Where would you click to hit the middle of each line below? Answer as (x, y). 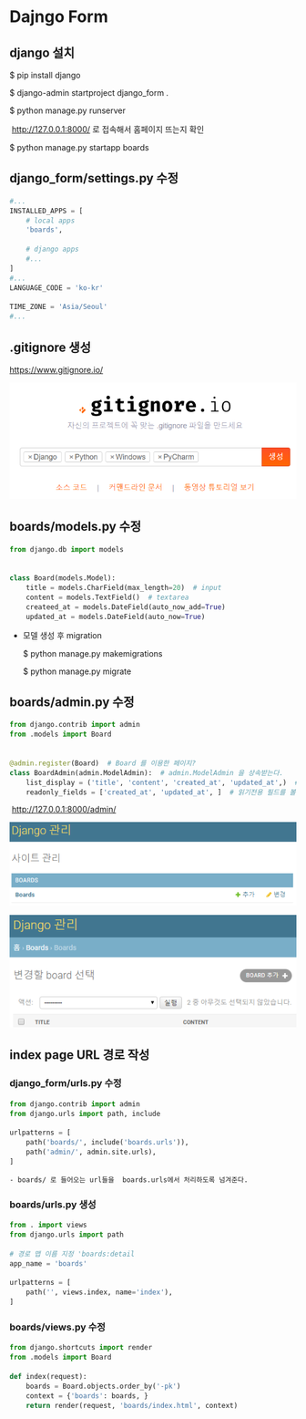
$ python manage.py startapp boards (79, 147)
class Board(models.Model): (63, 578)
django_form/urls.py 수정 (66, 1083)
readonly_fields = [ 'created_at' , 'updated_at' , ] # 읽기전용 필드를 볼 (161, 792)
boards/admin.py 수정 (72, 702)
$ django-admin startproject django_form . (89, 93)
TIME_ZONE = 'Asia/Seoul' (58, 307)
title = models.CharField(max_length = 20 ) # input (124, 588)
